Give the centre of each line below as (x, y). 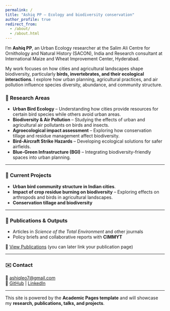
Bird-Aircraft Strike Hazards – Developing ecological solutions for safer (88, 141)
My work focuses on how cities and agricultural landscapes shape (74, 68)
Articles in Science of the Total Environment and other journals (78, 231)
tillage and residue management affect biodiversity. (66, 136)
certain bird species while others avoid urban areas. (67, 114)
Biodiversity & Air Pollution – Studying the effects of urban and (79, 120)
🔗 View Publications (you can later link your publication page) (69, 247)
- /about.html (25, 33)
